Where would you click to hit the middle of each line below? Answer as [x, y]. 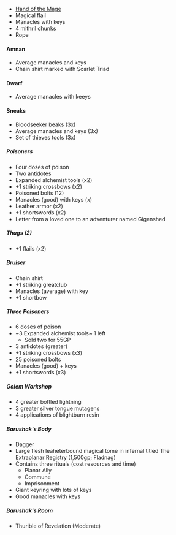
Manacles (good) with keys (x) [54, 199]
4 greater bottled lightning [48, 402]
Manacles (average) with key [52, 291]
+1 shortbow [31, 297]
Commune [37, 477]
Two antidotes [33, 173]
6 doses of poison [38, 327]
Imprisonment [42, 484]
